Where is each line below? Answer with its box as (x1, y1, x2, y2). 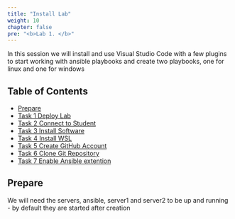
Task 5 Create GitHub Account (17, 142, 107, 150)
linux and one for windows (7, 64, 85, 73)
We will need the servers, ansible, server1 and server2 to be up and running (7, 196, 229, 204)
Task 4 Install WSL (17, 134, 72, 142)
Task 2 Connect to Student (17, 119, 97, 128)
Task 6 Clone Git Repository (17, 150, 99, 158)
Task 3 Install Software (17, 127, 85, 135)
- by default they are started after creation (7, 203, 131, 212)
